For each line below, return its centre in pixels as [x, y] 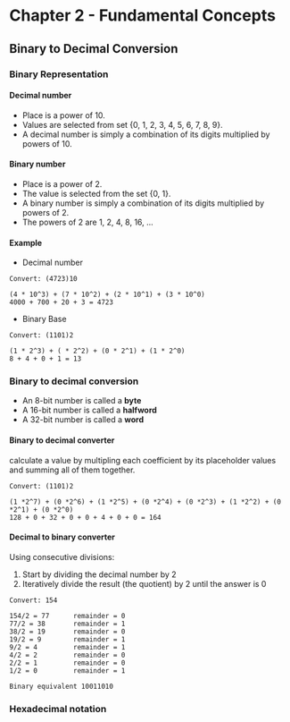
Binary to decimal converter [62, 440]
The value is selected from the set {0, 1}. [96, 193]
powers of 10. [47, 143]
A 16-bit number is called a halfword [90, 410]
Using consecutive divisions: [62, 556]
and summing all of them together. [72, 470]
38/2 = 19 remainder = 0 [67, 632]
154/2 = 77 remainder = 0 [67, 616]
